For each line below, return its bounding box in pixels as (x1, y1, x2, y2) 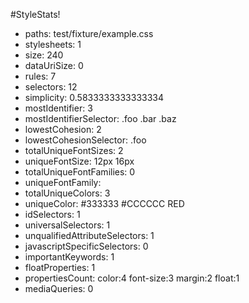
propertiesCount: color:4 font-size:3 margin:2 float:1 (24, 272, 240, 284)
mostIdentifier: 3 (24, 102, 93, 114)
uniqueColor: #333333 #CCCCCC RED (24, 198, 185, 209)
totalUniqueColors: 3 (24, 187, 111, 199)
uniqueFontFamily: (24, 177, 102, 188)
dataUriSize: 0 (24, 60, 84, 71)
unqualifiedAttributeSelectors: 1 (24, 230, 155, 241)
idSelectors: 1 (24, 209, 81, 220)
